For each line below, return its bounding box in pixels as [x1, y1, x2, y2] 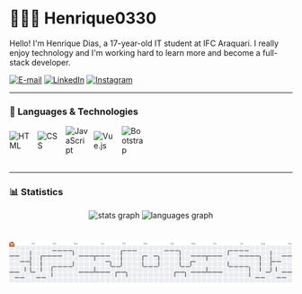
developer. [31, 57, 71, 67]
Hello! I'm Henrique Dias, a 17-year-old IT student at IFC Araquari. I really [9, 38, 280, 49]
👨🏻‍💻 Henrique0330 [9, 8, 157, 29]
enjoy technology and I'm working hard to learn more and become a [9, 47, 261, 58]
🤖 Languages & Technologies [9, 105, 139, 118]
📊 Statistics [9, 186, 64, 199]
